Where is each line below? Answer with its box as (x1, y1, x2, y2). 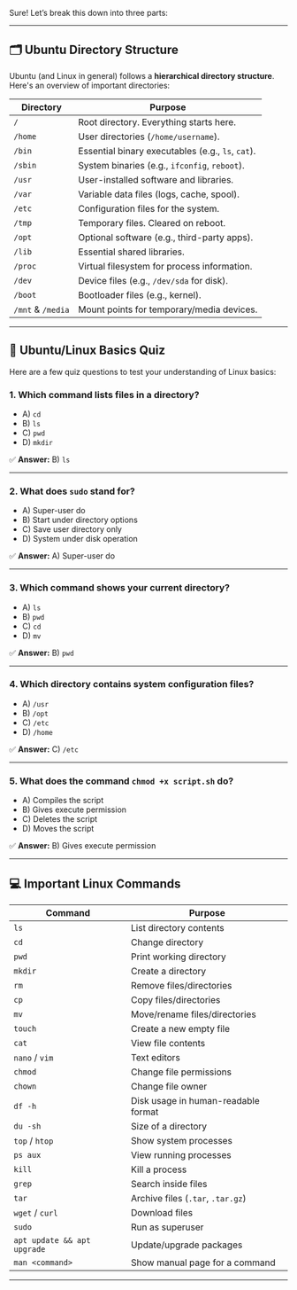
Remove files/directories (131, 979, 232, 991)
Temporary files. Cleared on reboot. (78, 216, 226, 229)
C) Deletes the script (21, 814, 98, 825)
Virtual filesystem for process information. (78, 260, 253, 272)
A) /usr (21, 698, 49, 708)
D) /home (21, 726, 53, 737)
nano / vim (13, 1051, 54, 1063)
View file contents (131, 1036, 206, 1049)
